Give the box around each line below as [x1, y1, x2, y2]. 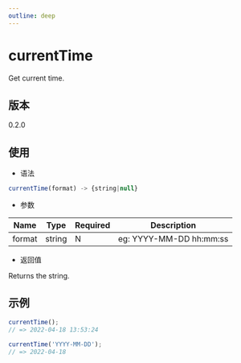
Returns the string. [8, 271, 70, 281]
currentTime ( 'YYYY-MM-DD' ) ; [8, 340, 103, 349]
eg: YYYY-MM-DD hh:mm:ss [117, 233, 229, 245]
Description [150, 220, 197, 231]
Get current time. [8, 73, 65, 83]
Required [75, 220, 111, 231]
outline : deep [8, 11, 56, 20]
